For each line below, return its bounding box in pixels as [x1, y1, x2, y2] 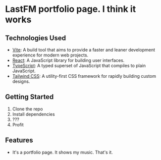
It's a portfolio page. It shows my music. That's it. [12, 149, 113, 155]
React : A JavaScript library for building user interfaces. [12, 57, 125, 63]
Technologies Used [5, 34, 66, 42]
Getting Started [5, 93, 54, 101]
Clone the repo [12, 106, 43, 112]
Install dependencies [12, 111, 55, 117]
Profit [12, 121, 24, 127]
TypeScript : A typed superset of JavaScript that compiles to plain [12, 63, 146, 68]
